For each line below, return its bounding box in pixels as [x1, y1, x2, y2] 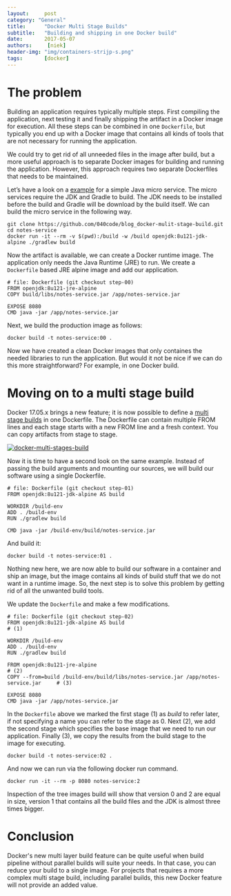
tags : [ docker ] [7, 55, 70, 62]
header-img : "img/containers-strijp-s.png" [7, 49, 134, 56]
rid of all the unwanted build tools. [7, 587, 104, 595]
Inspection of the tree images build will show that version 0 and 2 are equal [7, 790, 221, 798]
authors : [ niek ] [7, 42, 67, 49]
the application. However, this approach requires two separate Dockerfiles [7, 165, 219, 173]
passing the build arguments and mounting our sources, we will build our [7, 464, 214, 472]
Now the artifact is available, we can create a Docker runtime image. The [7, 251, 214, 259]
